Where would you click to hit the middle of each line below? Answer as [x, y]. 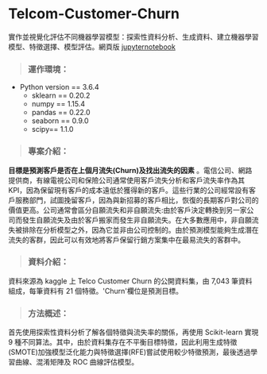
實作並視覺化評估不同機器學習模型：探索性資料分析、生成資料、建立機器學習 [133, 37]
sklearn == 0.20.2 [61, 95]
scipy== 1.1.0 [52, 129]
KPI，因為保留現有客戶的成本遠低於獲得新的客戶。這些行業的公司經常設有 [129, 190]
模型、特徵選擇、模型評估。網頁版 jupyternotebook [92, 46]
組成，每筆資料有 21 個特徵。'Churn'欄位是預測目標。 [96, 291]
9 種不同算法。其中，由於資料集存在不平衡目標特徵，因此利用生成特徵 [123, 342]
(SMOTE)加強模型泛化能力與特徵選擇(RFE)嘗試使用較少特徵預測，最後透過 [130, 352]
